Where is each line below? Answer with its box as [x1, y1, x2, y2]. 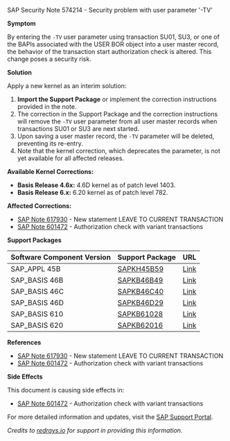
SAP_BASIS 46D [10, 298, 64, 307]
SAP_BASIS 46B [10, 275, 64, 285]
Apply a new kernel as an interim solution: [7, 82, 127, 89]
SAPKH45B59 [117, 264, 164, 273]
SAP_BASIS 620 [10, 320, 64, 330]
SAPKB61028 [117, 309, 163, 318]
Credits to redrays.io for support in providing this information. [7, 426, 183, 434]
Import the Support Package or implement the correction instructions [17, 95, 217, 103]
